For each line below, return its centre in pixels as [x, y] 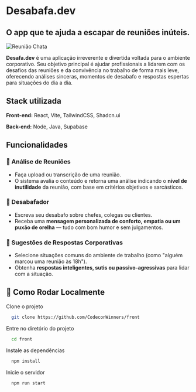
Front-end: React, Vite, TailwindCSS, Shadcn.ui [63, 115]
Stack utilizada [34, 101]
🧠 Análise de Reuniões [39, 162]
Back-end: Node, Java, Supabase [47, 127]
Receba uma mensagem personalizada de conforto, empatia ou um [97, 221]
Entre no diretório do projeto [40, 328]
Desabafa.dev [41, 11]
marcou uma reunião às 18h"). [51, 261]
